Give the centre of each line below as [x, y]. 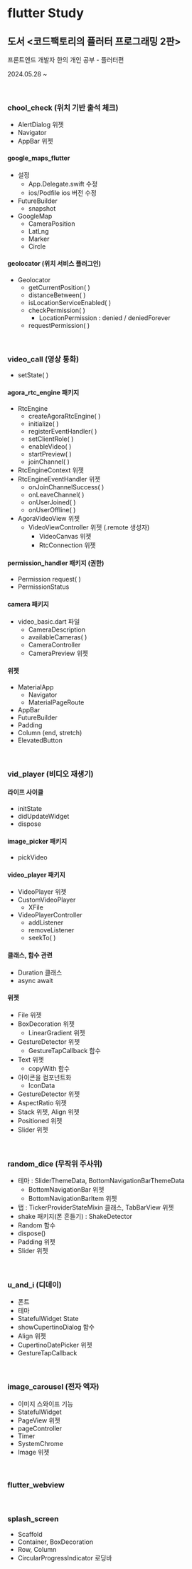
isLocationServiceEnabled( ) [70, 302]
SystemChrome [41, 1443]
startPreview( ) [50, 454]
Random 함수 [36, 1225]
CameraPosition [52, 224]
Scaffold [30, 1535]
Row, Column [37, 1550]
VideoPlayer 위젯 [42, 892]
